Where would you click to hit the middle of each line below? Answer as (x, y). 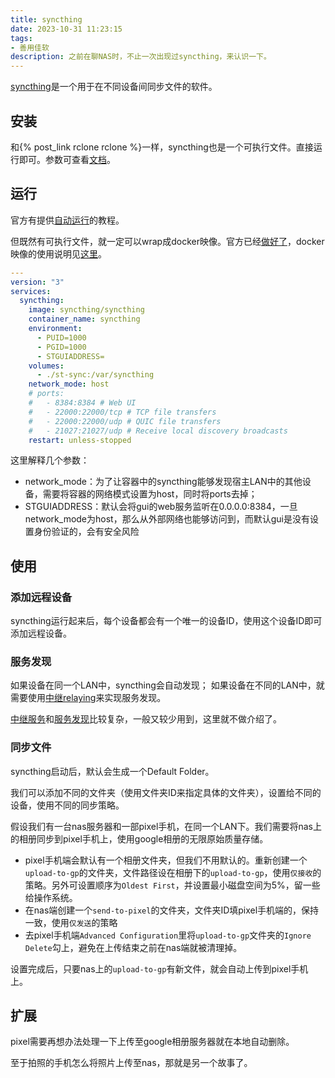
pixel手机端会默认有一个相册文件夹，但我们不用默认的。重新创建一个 (166, 860)
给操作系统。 (51, 897)
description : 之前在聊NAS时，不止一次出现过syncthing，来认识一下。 (141, 57)
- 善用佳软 (30, 47)
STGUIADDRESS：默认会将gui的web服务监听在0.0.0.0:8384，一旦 (161, 507)
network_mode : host (69, 384)
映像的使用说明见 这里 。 (58, 253)
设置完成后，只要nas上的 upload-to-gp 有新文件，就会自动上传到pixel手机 (159, 968)
